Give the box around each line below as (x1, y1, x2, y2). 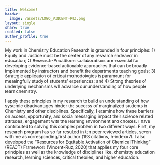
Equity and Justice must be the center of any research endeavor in (5, 52, 138, 58)
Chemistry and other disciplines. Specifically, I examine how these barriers (5, 108, 154, 114)
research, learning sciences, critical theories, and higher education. (5, 154, 140, 160)
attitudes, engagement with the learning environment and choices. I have (5, 118, 151, 124)
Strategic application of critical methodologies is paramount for (5, 73, 131, 79)
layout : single (5, 20, 36, 26)
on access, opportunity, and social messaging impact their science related (5, 113, 153, 119)
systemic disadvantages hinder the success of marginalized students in (5, 103, 148, 109)
